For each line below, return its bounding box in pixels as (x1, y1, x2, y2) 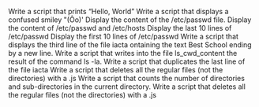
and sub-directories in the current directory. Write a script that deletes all (8, 82, 246, 91)
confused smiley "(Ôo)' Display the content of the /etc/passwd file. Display (8, 15, 252, 24)
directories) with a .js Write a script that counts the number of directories (8, 74, 245, 83)
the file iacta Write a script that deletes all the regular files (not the (8, 65, 223, 74)
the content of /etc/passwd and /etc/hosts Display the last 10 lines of (8, 24, 232, 32)
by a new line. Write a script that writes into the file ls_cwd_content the (8, 49, 238, 57)
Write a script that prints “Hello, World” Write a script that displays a (8, 7, 229, 16)
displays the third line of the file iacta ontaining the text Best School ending (8, 40, 252, 50)
